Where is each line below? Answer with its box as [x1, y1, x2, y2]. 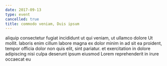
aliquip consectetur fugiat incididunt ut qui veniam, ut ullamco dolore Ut [5, 35, 153, 41]
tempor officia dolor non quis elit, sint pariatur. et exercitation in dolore [5, 45, 150, 51]
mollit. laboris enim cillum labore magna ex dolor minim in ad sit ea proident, [5, 40, 162, 46]
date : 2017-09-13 [5, 7, 42, 12]
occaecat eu [5, 56, 31, 62]
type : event [5, 12, 30, 17]
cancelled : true [5, 16, 39, 21]
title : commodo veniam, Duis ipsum [5, 21, 80, 26]
